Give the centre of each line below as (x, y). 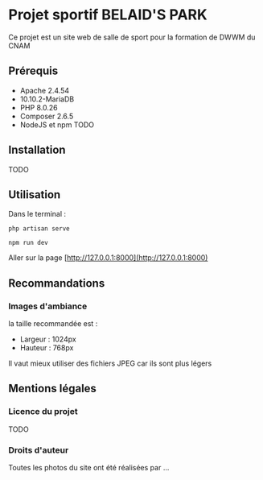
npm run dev (28, 243)
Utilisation (35, 194)
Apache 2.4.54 (45, 90)
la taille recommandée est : (53, 324)
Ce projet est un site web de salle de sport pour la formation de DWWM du (132, 37)
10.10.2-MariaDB (47, 99)
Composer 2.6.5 (47, 116)
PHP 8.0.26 (39, 107)
